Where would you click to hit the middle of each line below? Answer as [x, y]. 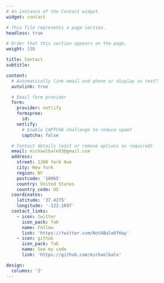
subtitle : [18, 65]
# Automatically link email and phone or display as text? [85, 81]
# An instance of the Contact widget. [53, 11]
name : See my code [44, 250]
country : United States [46, 184]
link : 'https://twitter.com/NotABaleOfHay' [76, 233]
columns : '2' [27, 271]
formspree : [30, 114]
